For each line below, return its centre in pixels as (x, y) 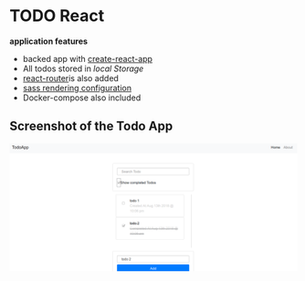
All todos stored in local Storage (83, 68)
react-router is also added (70, 78)
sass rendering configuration (77, 88)
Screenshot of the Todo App (91, 126)
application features (49, 41)
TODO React (57, 16)
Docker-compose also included (82, 98)
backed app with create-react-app (88, 58)
